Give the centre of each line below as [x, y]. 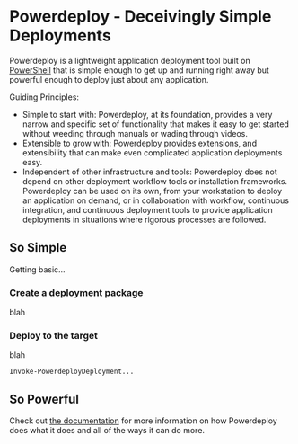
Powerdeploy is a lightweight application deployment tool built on [130, 60]
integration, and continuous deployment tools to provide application [147, 209]
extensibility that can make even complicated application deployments [152, 152]
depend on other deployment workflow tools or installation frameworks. [155, 181]
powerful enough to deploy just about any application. [109, 79]
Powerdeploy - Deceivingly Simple [140, 17]
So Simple [38, 248]
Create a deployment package [76, 292]
